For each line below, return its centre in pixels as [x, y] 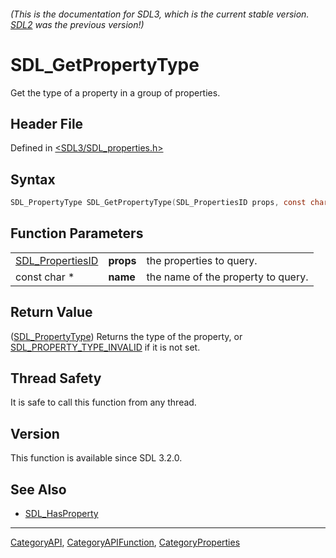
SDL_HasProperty [61, 514]
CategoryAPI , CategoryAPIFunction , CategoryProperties [125, 542]
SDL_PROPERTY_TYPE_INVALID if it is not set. [105, 347]
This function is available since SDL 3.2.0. [96, 458]
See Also [38, 489]
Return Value [51, 312]
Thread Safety [56, 378]
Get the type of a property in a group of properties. [115, 92]
